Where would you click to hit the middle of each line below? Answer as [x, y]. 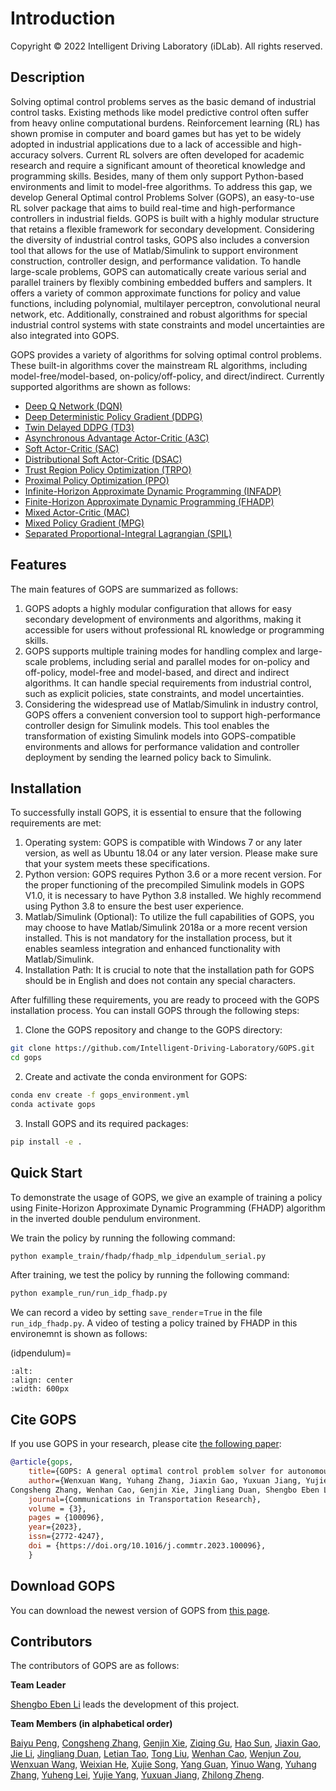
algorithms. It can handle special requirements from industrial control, [168, 683]
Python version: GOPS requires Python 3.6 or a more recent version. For [173, 874]
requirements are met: [56, 823]
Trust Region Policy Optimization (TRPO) [108, 469]
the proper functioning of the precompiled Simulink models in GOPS [164, 885]
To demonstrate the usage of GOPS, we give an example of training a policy [166, 1197]
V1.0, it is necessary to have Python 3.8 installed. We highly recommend [173, 896]
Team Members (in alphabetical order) [91, 1724]
